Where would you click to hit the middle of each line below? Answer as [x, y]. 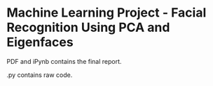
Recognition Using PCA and [88, 27]
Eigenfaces [40, 42]
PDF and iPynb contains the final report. [64, 61]
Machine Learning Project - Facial [106, 13]
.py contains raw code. [40, 75]
